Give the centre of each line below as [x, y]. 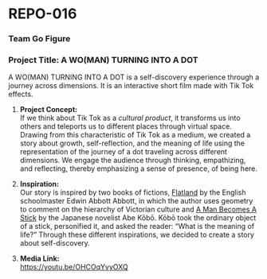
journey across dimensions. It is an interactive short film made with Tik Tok [131, 86]
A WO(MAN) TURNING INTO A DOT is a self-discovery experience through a [134, 77]
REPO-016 [43, 14]
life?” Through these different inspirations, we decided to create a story [137, 234]
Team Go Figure [39, 39]
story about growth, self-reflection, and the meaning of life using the [132, 143]
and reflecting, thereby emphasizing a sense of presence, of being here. [138, 169]
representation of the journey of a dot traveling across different [123, 152]
